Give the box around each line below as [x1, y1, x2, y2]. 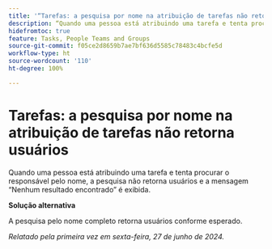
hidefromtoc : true [8, 27, 70, 35]
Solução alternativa [8, 200, 76, 210]
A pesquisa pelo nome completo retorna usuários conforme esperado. [8, 216, 243, 226]
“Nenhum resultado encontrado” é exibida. [8, 184, 151, 194]
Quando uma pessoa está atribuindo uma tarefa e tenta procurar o [8, 167, 230, 177]
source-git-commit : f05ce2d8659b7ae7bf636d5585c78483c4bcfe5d [8, 42, 223, 50]
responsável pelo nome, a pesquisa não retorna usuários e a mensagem [8, 175, 249, 186]
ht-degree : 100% [8, 65, 63, 73]
